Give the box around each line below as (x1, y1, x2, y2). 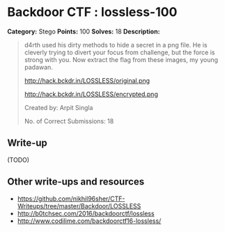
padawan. (24, 63, 54, 71)
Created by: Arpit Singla (24, 103, 93, 111)
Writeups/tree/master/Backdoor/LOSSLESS (17, 201, 141, 210)
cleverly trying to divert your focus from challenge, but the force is (24, 48, 215, 56)
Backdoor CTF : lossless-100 (7, 4, 178, 20)
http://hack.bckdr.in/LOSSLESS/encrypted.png (24, 90, 158, 98)
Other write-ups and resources (7, 176, 145, 188)
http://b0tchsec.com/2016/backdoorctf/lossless (17, 209, 155, 217)
